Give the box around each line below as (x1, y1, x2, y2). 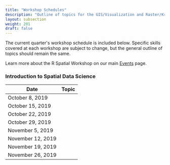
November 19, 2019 (8, 143, 57, 150)
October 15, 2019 (8, 103, 52, 110)
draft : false (5, 26, 33, 31)
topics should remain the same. (5, 51, 71, 57)
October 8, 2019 (8, 94, 48, 101)
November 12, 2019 (8, 135, 57, 142)
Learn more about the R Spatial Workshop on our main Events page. (5, 60, 147, 66)
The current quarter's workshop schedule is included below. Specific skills (5, 40, 161, 46)
